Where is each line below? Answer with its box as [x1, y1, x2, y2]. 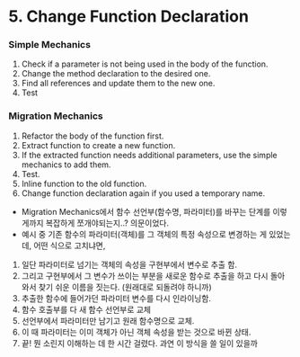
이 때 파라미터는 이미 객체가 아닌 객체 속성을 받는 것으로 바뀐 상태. [21, 326, 251, 337]
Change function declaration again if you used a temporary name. [21, 187, 266, 199]
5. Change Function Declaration [8, 6, 249, 27]
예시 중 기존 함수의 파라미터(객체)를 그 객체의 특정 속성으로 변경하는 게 [21, 228, 267, 239]
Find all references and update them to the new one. [21, 78, 216, 89]
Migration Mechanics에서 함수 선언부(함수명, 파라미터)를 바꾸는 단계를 [21, 206, 271, 217]
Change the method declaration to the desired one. [21, 68, 211, 79]
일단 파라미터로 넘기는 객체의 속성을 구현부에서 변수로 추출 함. [21, 259, 238, 270]
